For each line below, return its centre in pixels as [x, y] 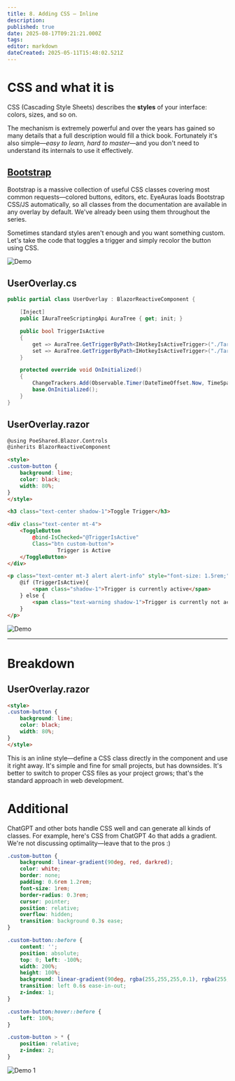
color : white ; [40, 869]
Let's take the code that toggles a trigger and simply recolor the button [109, 240]
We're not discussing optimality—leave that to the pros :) [89, 843]
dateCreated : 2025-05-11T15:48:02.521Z [65, 53]
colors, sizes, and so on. [42, 114]
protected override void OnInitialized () [81, 370]
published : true [31, 27]
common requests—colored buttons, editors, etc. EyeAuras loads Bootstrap [116, 196]
